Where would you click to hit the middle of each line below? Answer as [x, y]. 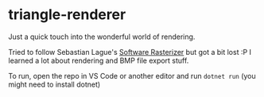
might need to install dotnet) [54, 84]
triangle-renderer [67, 15]
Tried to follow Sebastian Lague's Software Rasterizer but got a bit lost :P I [130, 52]
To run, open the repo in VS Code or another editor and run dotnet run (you [132, 76]
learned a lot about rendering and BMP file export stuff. [99, 60]
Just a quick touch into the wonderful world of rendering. [102, 37]
